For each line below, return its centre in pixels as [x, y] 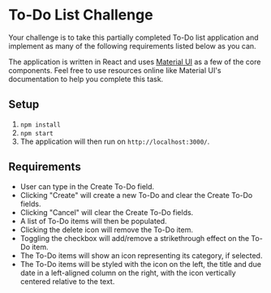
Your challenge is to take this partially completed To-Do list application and [133, 37]
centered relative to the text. [67, 281]
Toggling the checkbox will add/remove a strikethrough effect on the [135, 238]
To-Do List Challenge [81, 15]
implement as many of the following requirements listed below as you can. [133, 45]
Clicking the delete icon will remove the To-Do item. [106, 230]
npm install [40, 125]
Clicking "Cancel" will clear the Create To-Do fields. [107, 212]
